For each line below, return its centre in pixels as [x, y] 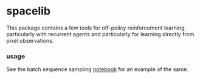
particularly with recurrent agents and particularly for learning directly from [100, 34]
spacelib [28, 11]
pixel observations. [30, 40]
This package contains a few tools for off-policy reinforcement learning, [96, 28]
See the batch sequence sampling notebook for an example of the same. [97, 69]
